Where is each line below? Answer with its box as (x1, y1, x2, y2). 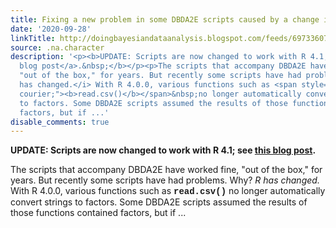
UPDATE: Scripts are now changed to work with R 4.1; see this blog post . (10, 144, 317, 156)
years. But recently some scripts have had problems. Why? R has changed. (10, 174, 320, 186)
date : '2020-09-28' (10, 24, 92, 34)
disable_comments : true (10, 117, 110, 127)
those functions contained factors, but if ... (10, 207, 187, 219)
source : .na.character (10, 42, 105, 53)
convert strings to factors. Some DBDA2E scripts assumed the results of (10, 196, 308, 208)
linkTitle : (10, 33, 56, 43)
